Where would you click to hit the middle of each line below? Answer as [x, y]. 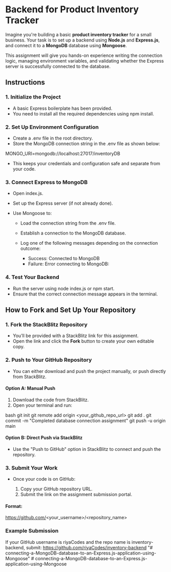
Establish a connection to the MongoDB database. [73, 233]
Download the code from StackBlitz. [51, 400]
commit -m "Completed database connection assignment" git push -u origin [85, 420]
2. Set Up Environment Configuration [52, 127]
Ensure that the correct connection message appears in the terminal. [85, 294]
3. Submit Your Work [31, 468]
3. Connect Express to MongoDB [47, 182]
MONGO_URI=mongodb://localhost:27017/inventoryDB [63, 153]
